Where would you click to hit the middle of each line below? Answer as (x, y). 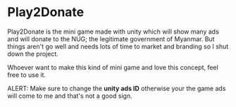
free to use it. (27, 75)
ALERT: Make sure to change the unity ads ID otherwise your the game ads (117, 88)
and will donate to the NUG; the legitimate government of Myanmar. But (111, 38)
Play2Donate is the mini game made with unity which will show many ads (113, 31)
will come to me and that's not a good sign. (70, 96)
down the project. (33, 54)
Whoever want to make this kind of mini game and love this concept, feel (113, 67)
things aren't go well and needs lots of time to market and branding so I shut (118, 46)
